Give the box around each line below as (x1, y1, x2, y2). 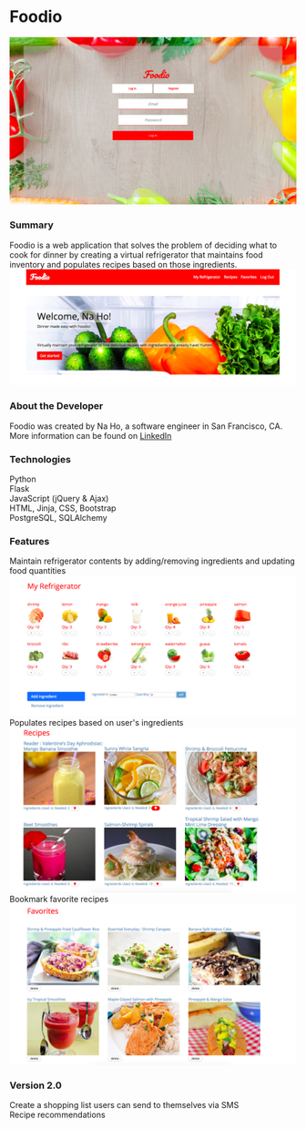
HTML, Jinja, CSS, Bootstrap (9, 503, 117, 514)
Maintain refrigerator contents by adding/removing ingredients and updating (9, 555, 296, 566)
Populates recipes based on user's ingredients (9, 717, 184, 727)
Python (9, 473, 36, 484)
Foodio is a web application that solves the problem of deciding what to (9, 239, 278, 250)
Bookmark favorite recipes (9, 894, 109, 905)
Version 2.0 (9, 1079, 62, 1092)
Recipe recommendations (9, 1109, 107, 1121)
